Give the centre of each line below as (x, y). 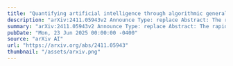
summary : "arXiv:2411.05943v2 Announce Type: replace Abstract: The (108, 26)
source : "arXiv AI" (35, 39)
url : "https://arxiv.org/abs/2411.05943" (68, 45)
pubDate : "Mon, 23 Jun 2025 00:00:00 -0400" (72, 33)
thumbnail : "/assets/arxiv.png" (54, 52)
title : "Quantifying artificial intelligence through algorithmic (105, 13)
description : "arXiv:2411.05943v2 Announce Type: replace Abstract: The (114, 20)
